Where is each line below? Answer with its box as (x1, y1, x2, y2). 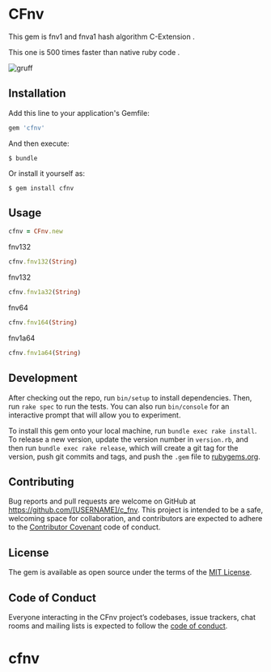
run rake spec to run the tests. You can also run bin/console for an (8, 401, 230, 411)
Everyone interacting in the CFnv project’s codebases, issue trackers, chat (8, 613, 256, 623)
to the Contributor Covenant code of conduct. (8, 522, 161, 532)
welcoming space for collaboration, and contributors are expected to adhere (8, 514, 263, 524)
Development (8, 371, 78, 385)
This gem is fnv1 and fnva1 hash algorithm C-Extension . (8, 32, 196, 41)
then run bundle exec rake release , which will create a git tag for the (8, 443, 239, 452)
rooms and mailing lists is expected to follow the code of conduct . (8, 621, 228, 631)
